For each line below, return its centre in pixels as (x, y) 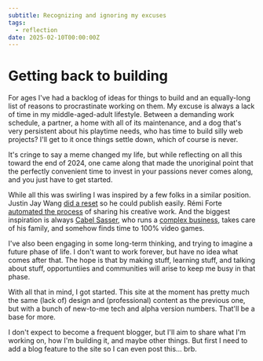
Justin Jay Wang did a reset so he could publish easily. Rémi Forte (115, 203)
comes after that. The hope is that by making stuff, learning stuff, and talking (132, 261)
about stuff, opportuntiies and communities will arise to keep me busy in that (132, 268)
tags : (17, 23)
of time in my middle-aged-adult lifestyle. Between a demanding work (121, 115)
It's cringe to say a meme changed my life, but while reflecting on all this (125, 155)
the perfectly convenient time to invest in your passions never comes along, (131, 171)
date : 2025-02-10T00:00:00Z (54, 37)
